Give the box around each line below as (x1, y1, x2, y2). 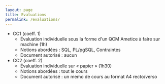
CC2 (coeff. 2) (12, 58, 43, 64)
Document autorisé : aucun (20, 52, 77, 58)
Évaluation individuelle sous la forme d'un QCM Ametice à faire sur (20, 36, 160, 42)
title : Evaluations (5, 12, 47, 17)
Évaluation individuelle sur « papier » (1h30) (20, 63, 112, 69)
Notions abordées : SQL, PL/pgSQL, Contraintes (20, 47, 121, 53)
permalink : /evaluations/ (5, 17, 60, 22)
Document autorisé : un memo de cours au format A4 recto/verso (20, 74, 157, 80)
